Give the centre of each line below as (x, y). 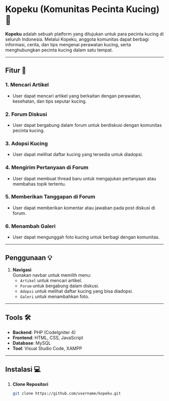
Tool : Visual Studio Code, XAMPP (47, 348)
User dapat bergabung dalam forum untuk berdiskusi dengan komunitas (87, 125)
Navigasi (22, 270)
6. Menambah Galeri (30, 226)
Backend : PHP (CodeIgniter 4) (44, 332)
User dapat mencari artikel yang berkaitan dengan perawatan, (77, 96)
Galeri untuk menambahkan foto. (55, 296)
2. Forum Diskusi (26, 114)
